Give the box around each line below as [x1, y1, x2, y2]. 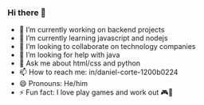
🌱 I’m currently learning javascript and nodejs [18, 33, 168, 43]
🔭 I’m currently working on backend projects [18, 25, 165, 35]
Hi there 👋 [7, 7, 47, 18]
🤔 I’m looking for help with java [18, 51, 120, 60]
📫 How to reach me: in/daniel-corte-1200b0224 [18, 67, 178, 77]
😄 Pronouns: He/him [18, 79, 88, 88]
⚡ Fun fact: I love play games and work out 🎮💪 [18, 88, 174, 97]
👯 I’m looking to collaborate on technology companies [18, 42, 196, 51]
